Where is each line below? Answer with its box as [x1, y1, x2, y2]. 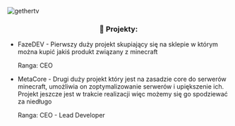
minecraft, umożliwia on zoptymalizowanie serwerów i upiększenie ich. [17, 82, 224, 91]
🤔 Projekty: [99, 24, 138, 34]
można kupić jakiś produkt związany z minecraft [17, 48, 158, 56]
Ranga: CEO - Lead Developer [17, 111, 106, 120]
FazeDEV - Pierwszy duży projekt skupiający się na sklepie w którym [17, 40, 219, 49]
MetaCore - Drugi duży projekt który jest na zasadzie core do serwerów [17, 75, 227, 84]
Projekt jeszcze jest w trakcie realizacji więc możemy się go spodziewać [17, 90, 228, 99]
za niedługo [17, 97, 52, 106]
